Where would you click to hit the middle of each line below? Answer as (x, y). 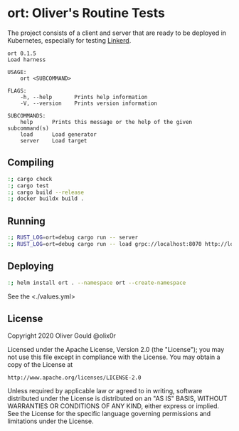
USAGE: (17, 72)
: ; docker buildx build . (46, 199)
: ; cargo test (28, 186)
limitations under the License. (51, 421)
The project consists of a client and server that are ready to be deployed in (117, 33)
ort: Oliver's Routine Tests (86, 13)
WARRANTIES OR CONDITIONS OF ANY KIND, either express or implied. (113, 406)
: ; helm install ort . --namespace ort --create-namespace (97, 283)
